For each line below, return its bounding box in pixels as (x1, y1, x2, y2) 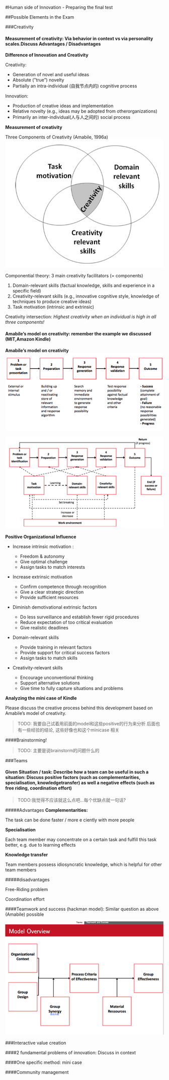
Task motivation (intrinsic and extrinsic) (12, 304, 95, 310)
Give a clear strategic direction (20, 588, 84, 595)
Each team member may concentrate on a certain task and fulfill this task (5, 836, 157, 843)
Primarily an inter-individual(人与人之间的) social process (12, 114, 131, 120)
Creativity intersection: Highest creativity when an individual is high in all (5, 314, 156, 320)
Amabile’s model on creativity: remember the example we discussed (5, 331, 152, 337)
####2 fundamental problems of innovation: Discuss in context (5, 1049, 136, 1055)
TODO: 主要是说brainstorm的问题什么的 (17, 747, 100, 753)
